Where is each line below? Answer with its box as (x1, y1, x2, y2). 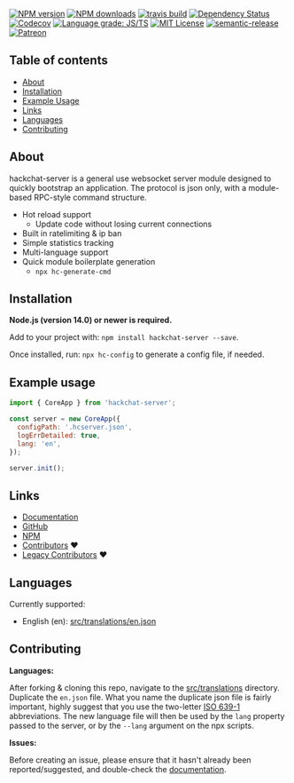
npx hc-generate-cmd (35, 267, 112, 276)
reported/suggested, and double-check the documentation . (9, 763, 228, 774)
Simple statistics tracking (21, 237, 114, 248)
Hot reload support (21, 209, 91, 219)
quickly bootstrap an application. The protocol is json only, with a (9, 182, 246, 193)
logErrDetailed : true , (17, 431, 101, 439)
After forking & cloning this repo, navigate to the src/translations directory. (9, 682, 281, 692)
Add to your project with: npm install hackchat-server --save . (9, 332, 239, 343)
